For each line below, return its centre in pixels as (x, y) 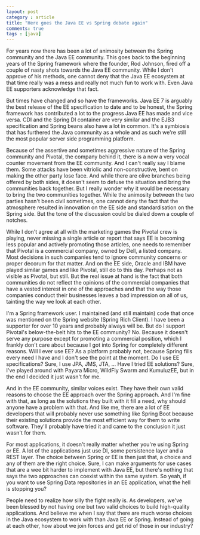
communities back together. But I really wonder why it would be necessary (98, 188)
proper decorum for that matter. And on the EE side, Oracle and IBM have (96, 264)
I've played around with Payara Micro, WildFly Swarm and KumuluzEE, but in (100, 371)
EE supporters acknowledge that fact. (53, 89)
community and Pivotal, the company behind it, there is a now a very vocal (98, 157)
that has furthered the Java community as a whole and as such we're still (96, 133)
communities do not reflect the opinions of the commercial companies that (98, 283)
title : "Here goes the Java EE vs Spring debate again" (77, 23)
